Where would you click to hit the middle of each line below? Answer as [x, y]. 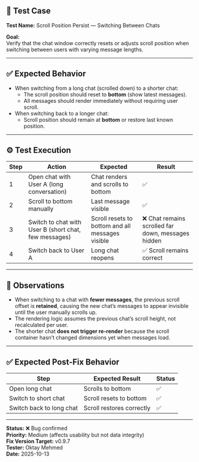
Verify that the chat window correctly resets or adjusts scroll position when [98, 43]
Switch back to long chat [44, 408]
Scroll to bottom [50, 202]
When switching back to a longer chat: [62, 113]
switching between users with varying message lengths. [75, 49]
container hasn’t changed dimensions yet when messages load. [92, 338]
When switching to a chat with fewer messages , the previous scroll [97, 300]
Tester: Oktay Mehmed [35, 448]
